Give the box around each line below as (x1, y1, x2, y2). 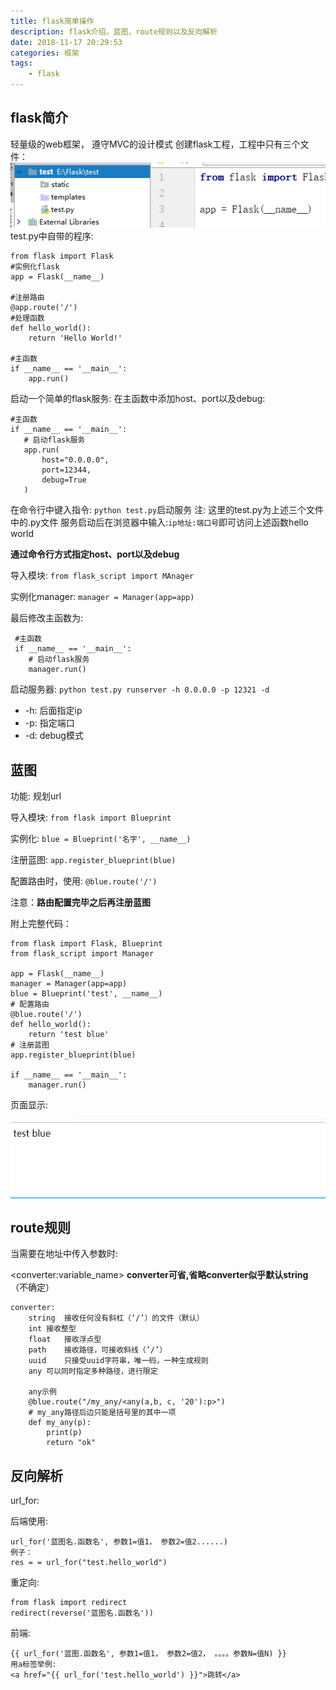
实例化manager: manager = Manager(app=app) (10, 591, 195, 603)
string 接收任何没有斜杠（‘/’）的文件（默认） (28, 1313, 205, 1324)
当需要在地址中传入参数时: (10, 1248, 119, 1260)
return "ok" (46, 1438, 97, 1448)
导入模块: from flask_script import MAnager (10, 570, 195, 582)
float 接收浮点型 (28, 1335, 102, 1345)
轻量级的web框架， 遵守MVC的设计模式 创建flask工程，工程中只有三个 (10, 138, 301, 150)
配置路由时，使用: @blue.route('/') (10, 875, 158, 887)
